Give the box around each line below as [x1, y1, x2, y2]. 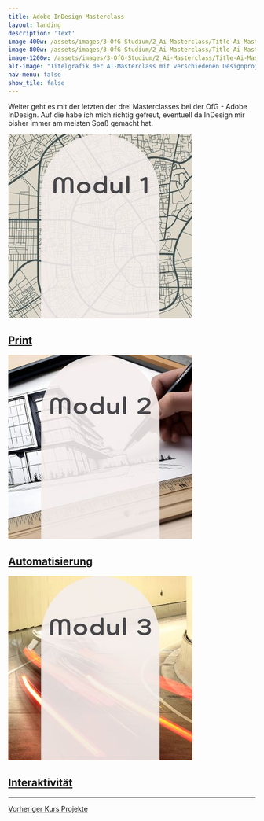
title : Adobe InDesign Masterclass [8, 13, 125, 20]
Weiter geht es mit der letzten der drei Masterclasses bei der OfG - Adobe [8, 101, 247, 111]
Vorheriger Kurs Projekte [8, 804, 89, 814]
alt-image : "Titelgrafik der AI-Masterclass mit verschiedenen [8, 63, 220, 71]
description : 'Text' [8, 29, 76, 37]
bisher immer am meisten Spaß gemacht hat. [8, 118, 153, 127]
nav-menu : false [8, 71, 61, 79]
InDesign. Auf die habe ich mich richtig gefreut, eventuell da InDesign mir [8, 110, 245, 120]
